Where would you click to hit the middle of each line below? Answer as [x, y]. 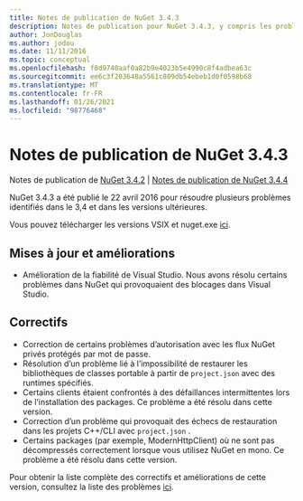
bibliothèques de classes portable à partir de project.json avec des [149, 373]
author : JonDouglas [46, 34]
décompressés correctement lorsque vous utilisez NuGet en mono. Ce [153, 449]
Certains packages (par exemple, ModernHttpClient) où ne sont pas [148, 440]
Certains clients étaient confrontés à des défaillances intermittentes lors [156, 392]
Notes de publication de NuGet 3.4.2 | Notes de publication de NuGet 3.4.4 [149, 180]
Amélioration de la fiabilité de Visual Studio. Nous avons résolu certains [155, 275]
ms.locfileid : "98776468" [58, 110]
